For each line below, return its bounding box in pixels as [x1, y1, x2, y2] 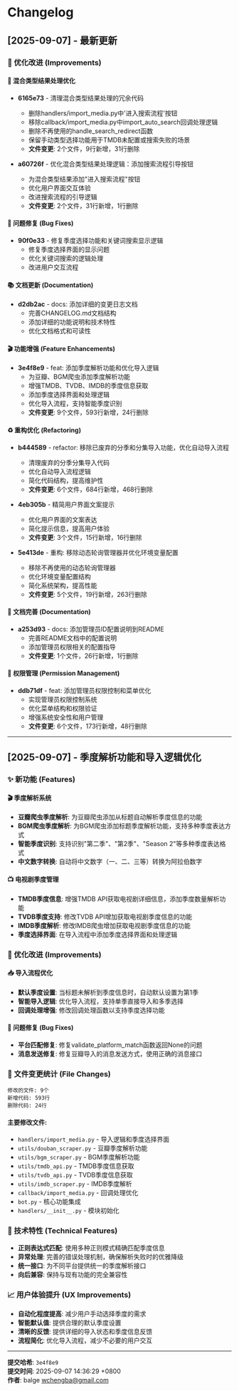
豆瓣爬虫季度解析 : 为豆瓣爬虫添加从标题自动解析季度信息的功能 [17, 813, 203, 821]
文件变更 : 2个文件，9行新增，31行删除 [28, 144, 140, 153]
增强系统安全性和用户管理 [28, 713, 104, 721]
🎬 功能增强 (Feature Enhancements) [7, 344, 116, 353]
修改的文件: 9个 [7, 1087, 49, 1094]
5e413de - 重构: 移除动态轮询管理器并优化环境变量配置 [17, 548, 179, 556]
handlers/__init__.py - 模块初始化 [17, 1207, 119, 1215]
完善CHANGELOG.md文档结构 [28, 309, 117, 318]
